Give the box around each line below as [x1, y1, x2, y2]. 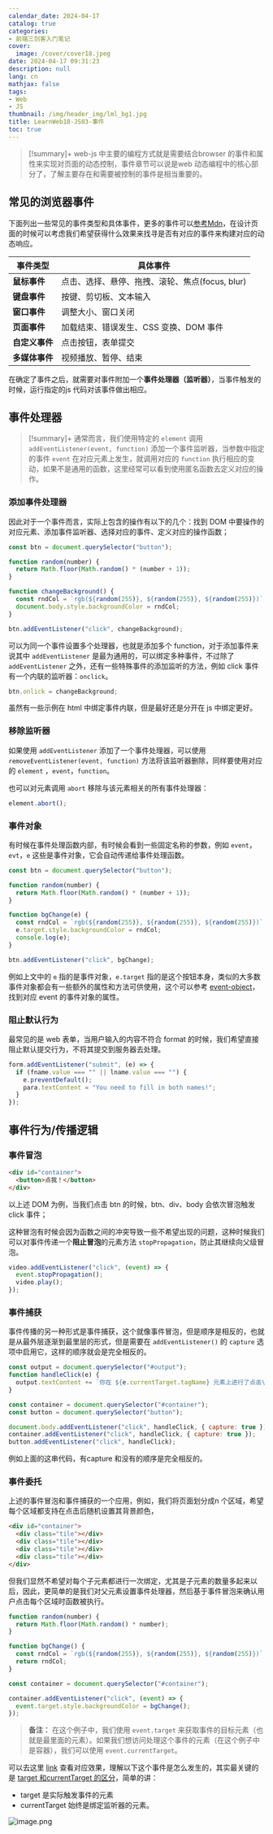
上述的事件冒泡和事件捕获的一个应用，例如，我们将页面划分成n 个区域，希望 [8, 1496, 264, 1505]
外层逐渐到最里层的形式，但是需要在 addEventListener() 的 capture [29, 1337, 255, 1347]
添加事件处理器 [8, 497, 67, 508]
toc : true [8, 125, 42, 133]
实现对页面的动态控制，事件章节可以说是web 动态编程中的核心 [42, 159, 252, 168]
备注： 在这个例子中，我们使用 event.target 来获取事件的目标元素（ [28, 1725, 257, 1735]
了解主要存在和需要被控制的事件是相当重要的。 [50, 168, 207, 179]
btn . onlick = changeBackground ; [8, 687, 118, 695]
